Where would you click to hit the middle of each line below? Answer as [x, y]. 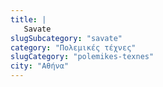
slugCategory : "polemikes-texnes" [82, 57]
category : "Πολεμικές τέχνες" [73, 47]
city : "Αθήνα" [40, 66]
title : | [28, 19]
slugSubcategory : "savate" [66, 38]
